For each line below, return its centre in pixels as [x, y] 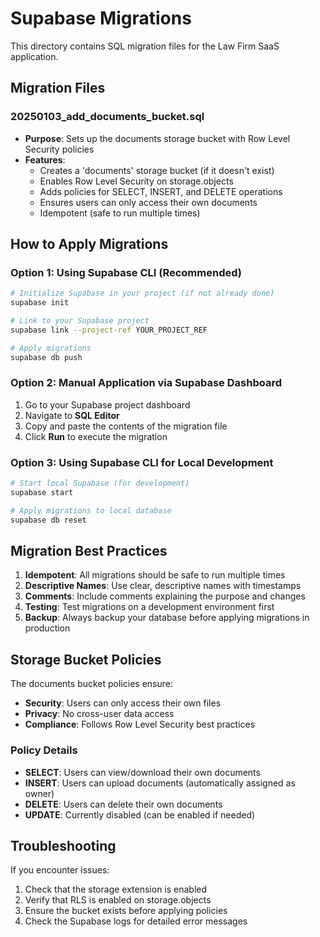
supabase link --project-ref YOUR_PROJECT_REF [109, 330]
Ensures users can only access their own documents [148, 202]
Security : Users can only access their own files [123, 703]
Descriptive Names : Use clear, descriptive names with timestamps [163, 586]
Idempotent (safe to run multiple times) [120, 213]
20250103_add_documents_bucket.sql [107, 117]
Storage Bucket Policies [86, 659]
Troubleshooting [63, 845]
